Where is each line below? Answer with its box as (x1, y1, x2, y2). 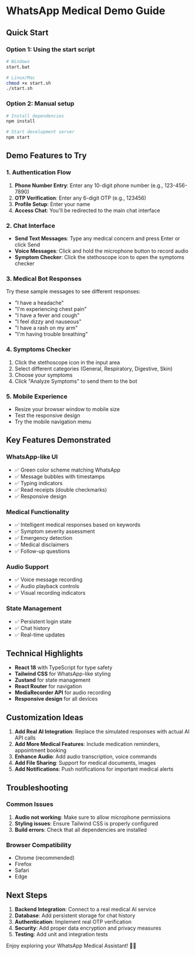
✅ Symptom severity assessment (14, 528, 95, 535)
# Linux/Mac (6, 75, 35, 81)
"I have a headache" (14, 299, 65, 307)
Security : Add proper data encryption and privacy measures (14, 924, 162, 931)
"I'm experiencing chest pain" (14, 306, 87, 313)
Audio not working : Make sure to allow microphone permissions (14, 814, 171, 821)
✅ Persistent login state (14, 618, 72, 625)
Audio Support (6, 562, 49, 571)
